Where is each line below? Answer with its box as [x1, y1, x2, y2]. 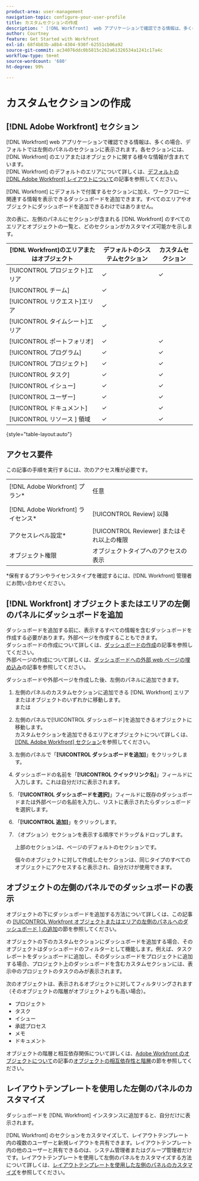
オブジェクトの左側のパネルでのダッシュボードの [6, 882, 185, 892]
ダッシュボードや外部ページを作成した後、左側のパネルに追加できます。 [6, 676, 182, 683]
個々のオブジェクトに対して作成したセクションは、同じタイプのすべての [14, 856, 191, 863]
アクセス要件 [6, 449, 53, 459]
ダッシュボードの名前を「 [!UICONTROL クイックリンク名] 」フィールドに [14, 771, 193, 778]
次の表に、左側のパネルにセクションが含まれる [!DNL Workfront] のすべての [6, 216, 191, 223]
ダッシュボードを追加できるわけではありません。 [37, 203, 157, 210]
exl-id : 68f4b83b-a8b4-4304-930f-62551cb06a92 [6, 42, 123, 48]
